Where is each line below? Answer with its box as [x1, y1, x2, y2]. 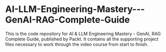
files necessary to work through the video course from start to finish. [5, 41, 148, 47]
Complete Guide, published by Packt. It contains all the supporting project [5, 36, 159, 42]
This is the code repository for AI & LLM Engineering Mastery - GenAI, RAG [5, 30, 161, 36]
